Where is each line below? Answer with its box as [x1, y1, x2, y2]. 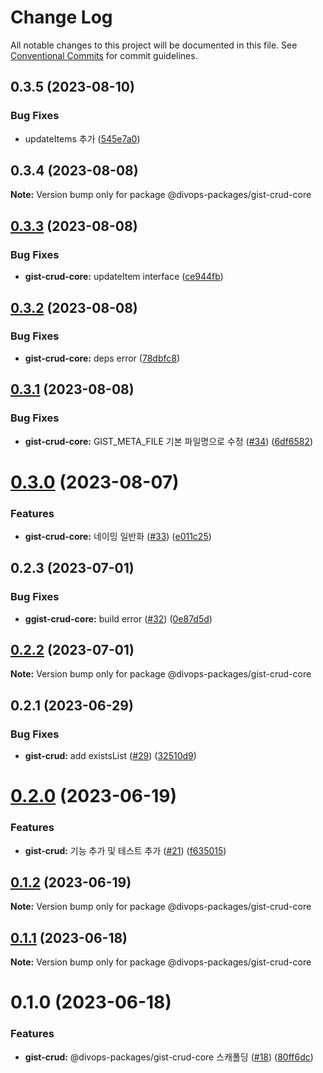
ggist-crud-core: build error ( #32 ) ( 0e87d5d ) [24, 612, 213, 625]
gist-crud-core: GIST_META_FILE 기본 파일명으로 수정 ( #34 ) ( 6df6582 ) [24, 435, 314, 447]
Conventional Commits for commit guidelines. [10, 49, 198, 61]
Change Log [10, 6, 113, 29]
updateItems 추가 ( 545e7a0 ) [24, 132, 141, 145]
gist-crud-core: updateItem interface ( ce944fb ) [24, 271, 224, 283]
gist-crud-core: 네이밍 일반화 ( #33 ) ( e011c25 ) [24, 530, 212, 542]
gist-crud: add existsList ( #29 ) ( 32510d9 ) [24, 750, 197, 762]
